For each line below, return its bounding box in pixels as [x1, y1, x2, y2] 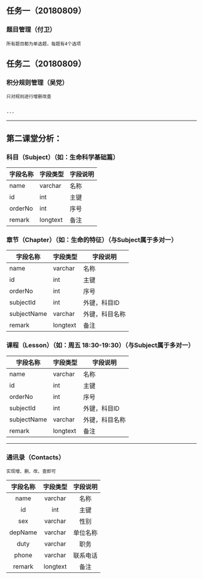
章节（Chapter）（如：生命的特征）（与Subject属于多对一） [6, 235, 178, 244]
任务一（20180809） [6, 5, 86, 16]
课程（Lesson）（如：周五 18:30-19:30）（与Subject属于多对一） [6, 341, 195, 350]
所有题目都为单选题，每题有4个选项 [6, 41, 82, 47]
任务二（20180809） [6, 59, 86, 69]
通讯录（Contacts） [6, 453, 65, 461]
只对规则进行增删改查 [6, 93, 51, 100]
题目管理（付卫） [6, 25, 56, 34]
